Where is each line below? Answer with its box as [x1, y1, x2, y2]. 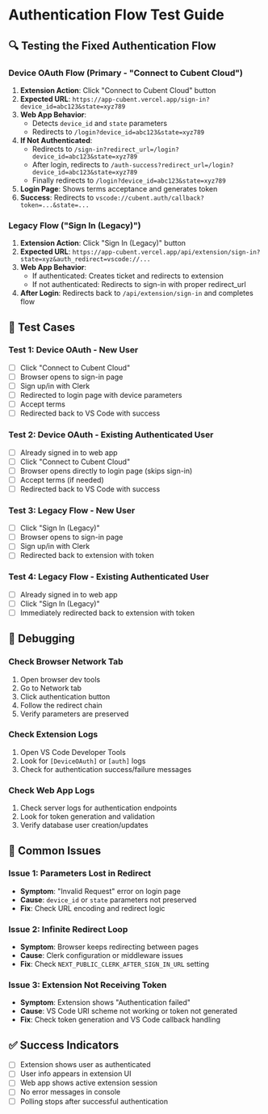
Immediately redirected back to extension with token [19, 608, 195, 618]
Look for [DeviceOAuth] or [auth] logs [19, 756, 146, 766]
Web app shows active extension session [19, 1078, 158, 1088]
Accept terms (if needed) [19, 475, 104, 484]
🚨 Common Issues [8, 843, 102, 858]
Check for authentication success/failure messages [19, 764, 192, 774]
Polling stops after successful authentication [19, 1096, 168, 1106]
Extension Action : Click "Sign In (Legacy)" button [19, 238, 186, 248]
